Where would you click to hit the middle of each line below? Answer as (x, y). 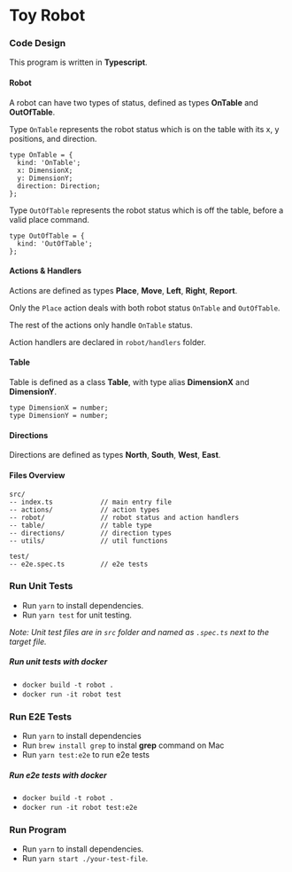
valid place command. (50, 219)
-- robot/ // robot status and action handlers (124, 517)
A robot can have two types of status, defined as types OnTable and (134, 102)
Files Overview (37, 475)
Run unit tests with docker (58, 662)
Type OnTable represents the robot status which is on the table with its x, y (144, 129)
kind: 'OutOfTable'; (55, 244)
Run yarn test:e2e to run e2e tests (86, 755)
